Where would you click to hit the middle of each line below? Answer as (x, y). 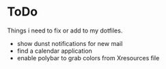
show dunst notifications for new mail (70, 43)
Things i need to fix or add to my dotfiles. (65, 30)
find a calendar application (54, 51)
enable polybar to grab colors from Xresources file (88, 57)
